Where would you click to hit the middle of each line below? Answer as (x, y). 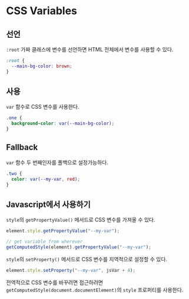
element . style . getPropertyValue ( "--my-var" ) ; (63, 231)
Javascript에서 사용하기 (48, 204)
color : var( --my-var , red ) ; (46, 179)
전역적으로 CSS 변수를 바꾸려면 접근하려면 (54, 282)
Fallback (22, 147)
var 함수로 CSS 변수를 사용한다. (43, 107)
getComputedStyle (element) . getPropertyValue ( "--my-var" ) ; (79, 247)
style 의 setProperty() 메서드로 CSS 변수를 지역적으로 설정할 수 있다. (87, 259)
